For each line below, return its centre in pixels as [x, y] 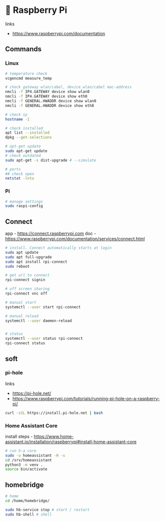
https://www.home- [54, 436]
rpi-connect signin [25, 280]
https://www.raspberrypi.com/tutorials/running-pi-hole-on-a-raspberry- [86, 398]
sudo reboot [17, 266]
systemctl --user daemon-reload [38, 321]
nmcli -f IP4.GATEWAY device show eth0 [46, 96]
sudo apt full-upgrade [28, 257]
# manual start [21, 302]
